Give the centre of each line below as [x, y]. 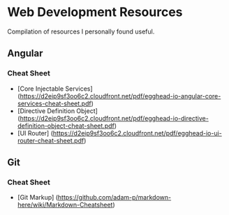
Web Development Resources [95, 12]
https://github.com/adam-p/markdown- [114, 198]
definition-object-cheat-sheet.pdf [66, 126]
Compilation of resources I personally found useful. [81, 31]
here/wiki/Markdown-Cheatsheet [65, 205]
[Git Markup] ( [37, 198]
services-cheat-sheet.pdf [54, 103]
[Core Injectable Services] [55, 89]
